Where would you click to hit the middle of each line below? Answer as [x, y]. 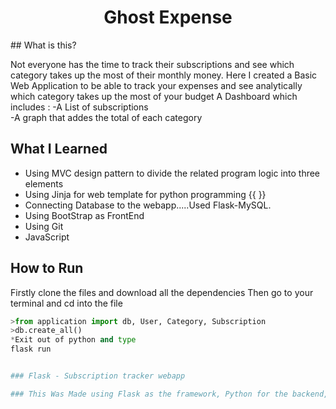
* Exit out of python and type [73, 340]
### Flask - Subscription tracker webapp [98, 376]
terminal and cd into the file [66, 303]
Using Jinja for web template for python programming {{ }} [145, 194]
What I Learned [59, 149]
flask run [31, 349]
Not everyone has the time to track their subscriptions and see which [152, 64]
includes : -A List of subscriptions [79, 107]
